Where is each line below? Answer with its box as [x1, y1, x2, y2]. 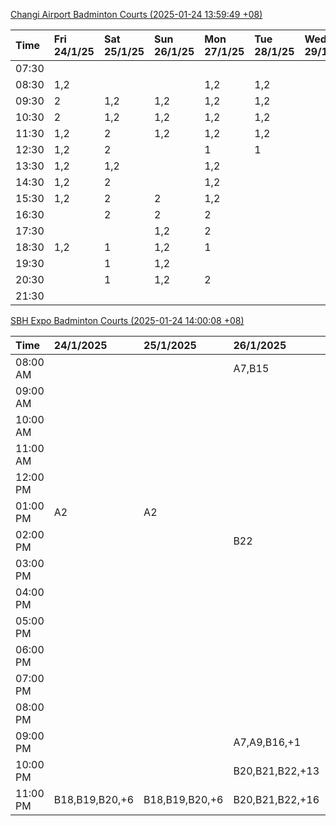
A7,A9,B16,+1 [233, 735, 302, 749]
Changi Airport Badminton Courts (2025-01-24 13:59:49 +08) [10, 9, 263, 20]
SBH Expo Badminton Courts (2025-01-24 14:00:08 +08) [10, 315, 245, 326]
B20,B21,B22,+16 [233, 793, 320, 806]
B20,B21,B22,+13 [233, 764, 320, 778]
